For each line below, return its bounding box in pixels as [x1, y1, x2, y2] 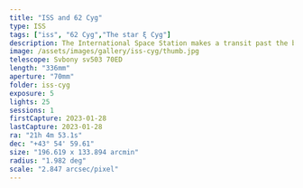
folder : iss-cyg [9, 80, 70, 89]
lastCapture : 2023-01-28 [9, 123, 103, 132]
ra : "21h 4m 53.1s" [9, 131, 83, 140]
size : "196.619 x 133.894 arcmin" [9, 147, 140, 156]
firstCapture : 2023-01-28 [9, 114, 106, 123]
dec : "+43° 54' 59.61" [9, 139, 95, 148]
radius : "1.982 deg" [9, 155, 87, 165]
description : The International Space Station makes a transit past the [9, 38, 289, 48]
